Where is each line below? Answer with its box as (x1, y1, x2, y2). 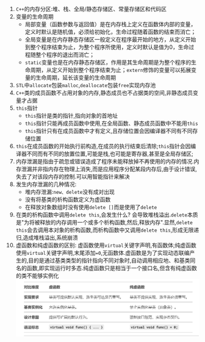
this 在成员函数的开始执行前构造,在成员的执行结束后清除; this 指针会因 (15, 143, 191, 149)
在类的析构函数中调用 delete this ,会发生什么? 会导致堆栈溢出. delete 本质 (15, 211, 198, 218)
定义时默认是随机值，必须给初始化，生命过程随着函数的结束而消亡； (24, 28, 196, 35)
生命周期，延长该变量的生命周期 (35, 74, 117, 81)
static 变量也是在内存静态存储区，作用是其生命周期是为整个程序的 (24, 59, 192, 66)
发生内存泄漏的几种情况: (15, 180, 77, 188)
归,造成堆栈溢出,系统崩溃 (15, 234, 78, 241)
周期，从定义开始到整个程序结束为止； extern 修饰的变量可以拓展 (30, 66, 192, 73)
